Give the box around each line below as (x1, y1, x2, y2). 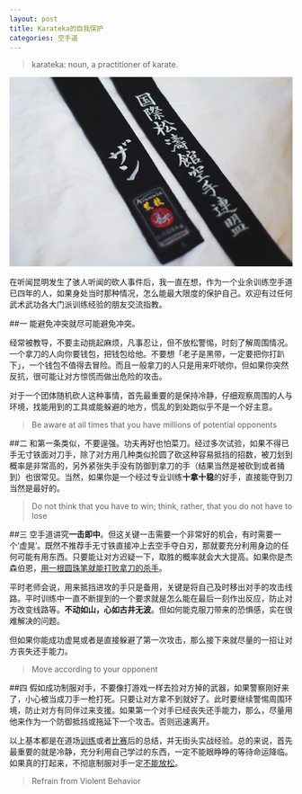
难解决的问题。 (9, 615, 65, 626)
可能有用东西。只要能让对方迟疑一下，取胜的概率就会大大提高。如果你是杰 (16, 551, 293, 562)
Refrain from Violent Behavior (31, 775, 141, 786)
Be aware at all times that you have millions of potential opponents (31, 419, 277, 430)
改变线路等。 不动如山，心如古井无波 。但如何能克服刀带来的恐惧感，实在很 (16, 603, 293, 615)
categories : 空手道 (9, 33, 78, 42)
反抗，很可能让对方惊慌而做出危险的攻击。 (9, 370, 167, 381)
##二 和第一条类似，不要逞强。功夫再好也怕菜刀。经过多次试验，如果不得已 (9, 437, 289, 449)
